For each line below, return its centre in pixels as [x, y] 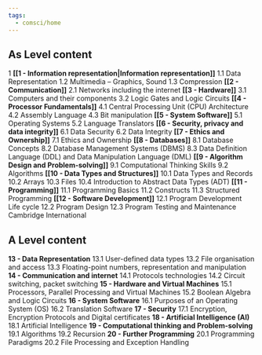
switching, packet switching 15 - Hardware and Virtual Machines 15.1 [120, 284]
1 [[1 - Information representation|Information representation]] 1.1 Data [125, 73]
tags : [17, 15]
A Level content [47, 240]
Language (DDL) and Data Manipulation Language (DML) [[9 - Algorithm [126, 157]
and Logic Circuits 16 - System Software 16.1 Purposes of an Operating [123, 301]
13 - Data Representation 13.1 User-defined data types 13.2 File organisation [131, 259]
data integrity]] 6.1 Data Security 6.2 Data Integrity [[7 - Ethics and [116, 132]
